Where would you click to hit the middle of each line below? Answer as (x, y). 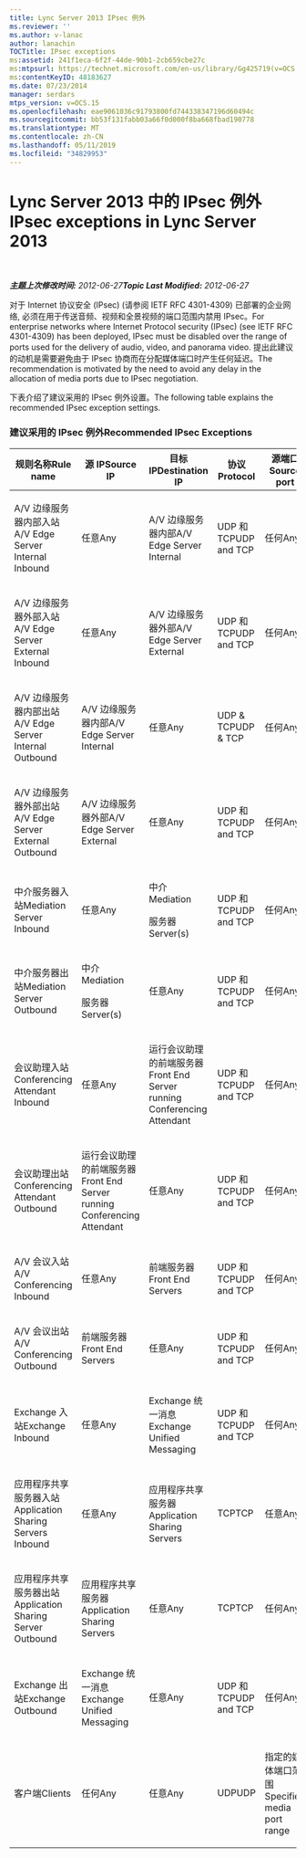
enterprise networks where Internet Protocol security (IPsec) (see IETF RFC (151, 326)
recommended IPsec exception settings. (85, 407)
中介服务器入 (42, 891)
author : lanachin (42, 43)
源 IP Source (111, 464)
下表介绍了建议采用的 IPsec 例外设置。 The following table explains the (142, 397)
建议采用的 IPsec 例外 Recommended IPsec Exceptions (131, 433)
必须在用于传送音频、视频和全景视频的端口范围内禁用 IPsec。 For (143, 316)
